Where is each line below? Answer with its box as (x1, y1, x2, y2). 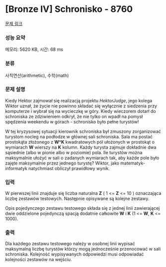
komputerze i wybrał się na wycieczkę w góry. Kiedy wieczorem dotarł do (5, 108, 156, 114)
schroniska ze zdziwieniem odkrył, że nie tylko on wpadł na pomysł (5, 113, 143, 119)
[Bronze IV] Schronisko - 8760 (5, 3, 133, 15)
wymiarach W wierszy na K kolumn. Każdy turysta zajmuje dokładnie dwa (5, 144, 157, 150)
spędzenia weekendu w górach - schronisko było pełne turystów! (5, 118, 139, 125)
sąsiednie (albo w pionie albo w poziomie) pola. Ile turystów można (5, 149, 143, 155)
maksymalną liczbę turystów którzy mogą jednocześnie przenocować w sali (5, 246, 161, 252)
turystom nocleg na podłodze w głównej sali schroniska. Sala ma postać (5, 133, 153, 140)
